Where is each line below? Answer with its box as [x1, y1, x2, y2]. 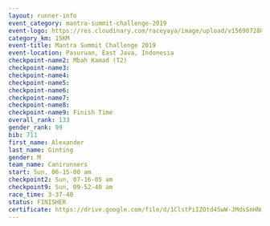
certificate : [8, 205, 52, 213]
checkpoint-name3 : [8, 64, 70, 72]
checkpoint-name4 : [8, 71, 70, 79]
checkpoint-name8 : [8, 101, 70, 109]
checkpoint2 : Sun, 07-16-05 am [8, 176, 113, 184]
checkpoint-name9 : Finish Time [8, 109, 113, 117]
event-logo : [8, 26, 48, 34]
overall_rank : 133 [8, 116, 70, 124]
